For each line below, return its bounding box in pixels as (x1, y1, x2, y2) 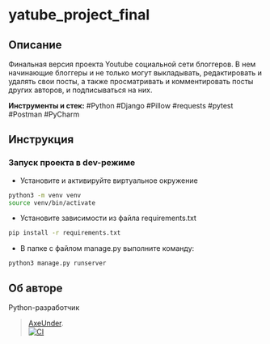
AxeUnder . (27, 318, 64, 329)
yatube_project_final (8, 6, 150, 24)
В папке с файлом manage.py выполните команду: (19, 244, 195, 253)
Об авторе (8, 281, 63, 295)
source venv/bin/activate (8, 198, 95, 207)
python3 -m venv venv (8, 191, 82, 199)
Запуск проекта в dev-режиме (8, 157, 136, 168)
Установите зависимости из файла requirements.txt (19, 213, 196, 223)
